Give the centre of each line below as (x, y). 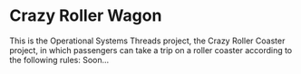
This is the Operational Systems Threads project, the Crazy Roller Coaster (147, 41)
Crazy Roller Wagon (86, 16)
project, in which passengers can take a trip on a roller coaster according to (151, 50)
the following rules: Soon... (59, 60)
